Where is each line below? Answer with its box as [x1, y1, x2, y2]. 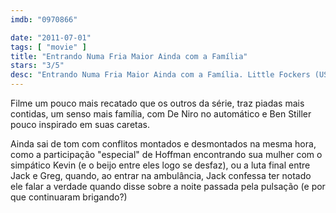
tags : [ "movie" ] [10, 42, 87, 52]
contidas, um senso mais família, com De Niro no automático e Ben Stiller [10, 108, 312, 120]
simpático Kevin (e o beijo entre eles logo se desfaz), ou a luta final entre [10, 159, 311, 171]
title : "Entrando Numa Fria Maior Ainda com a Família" [10, 51, 248, 61]
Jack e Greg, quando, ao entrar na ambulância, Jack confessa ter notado [10, 170, 312, 181]
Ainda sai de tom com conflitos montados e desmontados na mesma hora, [10, 138, 317, 150]
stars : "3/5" [10, 61, 65, 71]
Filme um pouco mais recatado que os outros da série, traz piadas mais [10, 97, 305, 109]
